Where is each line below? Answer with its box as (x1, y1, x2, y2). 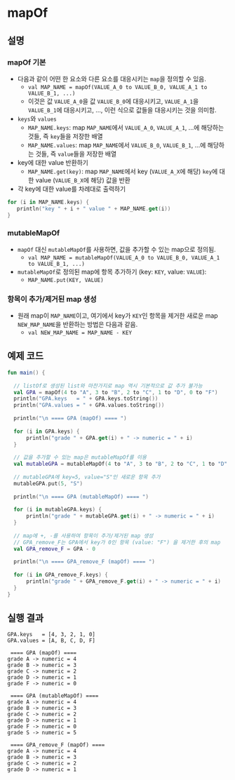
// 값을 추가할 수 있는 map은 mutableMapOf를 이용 (13, 454, 147, 461)
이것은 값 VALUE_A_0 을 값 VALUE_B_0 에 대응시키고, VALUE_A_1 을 (27, 97, 199, 105)
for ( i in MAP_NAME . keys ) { (7, 199, 90, 206)
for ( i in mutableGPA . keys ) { (13, 506, 102, 513)
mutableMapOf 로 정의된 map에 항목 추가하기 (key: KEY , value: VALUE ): (17, 267, 207, 276)
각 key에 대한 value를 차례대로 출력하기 (17, 184, 126, 193)
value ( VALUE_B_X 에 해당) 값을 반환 (35, 175, 131, 184)
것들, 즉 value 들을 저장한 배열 (35, 149, 117, 158)
